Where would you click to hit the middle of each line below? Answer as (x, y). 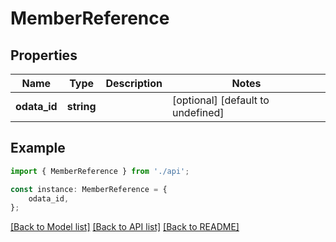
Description (134, 83)
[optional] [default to (220, 100)
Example (38, 148)
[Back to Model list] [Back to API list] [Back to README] (125, 227)
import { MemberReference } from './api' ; (100, 171)
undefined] (198, 112)
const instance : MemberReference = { (89, 189)
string (81, 106)
